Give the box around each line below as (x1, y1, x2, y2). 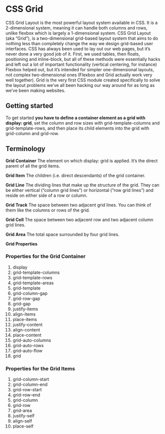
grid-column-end (12, 381, 48, 387)
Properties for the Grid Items (5, 365, 75, 372)
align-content (12, 326, 40, 332)
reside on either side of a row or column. (5, 192, 88, 198)
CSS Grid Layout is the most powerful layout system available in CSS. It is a (5, 20, 158, 26)
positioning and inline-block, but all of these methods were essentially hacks (5, 56, 161, 62)
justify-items (12, 306, 38, 312)
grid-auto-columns (12, 337, 51, 343)
